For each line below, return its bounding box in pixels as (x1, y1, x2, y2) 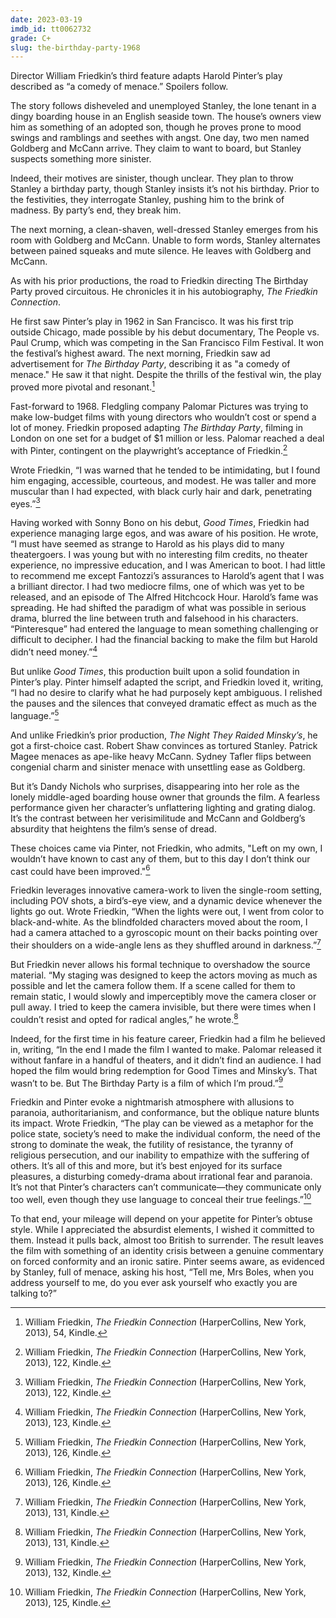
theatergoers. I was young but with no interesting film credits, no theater (10, 549, 308, 561)
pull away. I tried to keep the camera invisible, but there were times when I (10, 1001, 317, 1013)
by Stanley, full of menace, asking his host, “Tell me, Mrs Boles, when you (10, 1266, 314, 1278)
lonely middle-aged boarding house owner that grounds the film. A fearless (10, 791, 321, 803)
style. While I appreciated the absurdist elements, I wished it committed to (10, 1223, 315, 1235)
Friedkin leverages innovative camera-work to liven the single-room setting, (10, 884, 323, 896)
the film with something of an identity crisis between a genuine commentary (10, 1244, 324, 1256)
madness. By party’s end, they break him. (10, 204, 182, 216)
